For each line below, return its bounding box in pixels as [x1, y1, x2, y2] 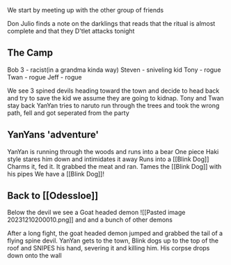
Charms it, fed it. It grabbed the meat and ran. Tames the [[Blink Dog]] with [7, 162, 222, 170]
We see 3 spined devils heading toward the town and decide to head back [7, 86, 220, 95]
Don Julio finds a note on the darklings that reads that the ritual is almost [7, 20, 216, 27]
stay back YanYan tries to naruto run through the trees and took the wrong [7, 101, 220, 109]
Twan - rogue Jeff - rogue [7, 73, 82, 81]
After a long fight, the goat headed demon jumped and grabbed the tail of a [7, 229, 223, 238]
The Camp [7, 47, 54, 59]
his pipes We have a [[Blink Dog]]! [7, 169, 105, 178]
